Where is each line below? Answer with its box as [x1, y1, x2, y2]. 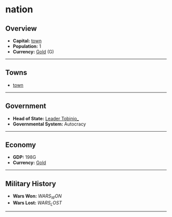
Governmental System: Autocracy [12, 121, 86, 127]
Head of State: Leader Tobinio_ [12, 115, 79, 121]
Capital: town [12, 38, 42, 44]
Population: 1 [12, 43, 41, 49]
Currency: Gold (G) [12, 49, 54, 55]
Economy [5, 140, 36, 150]
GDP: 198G [12, 154, 36, 160]
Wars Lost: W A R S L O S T [12, 200, 62, 207]
